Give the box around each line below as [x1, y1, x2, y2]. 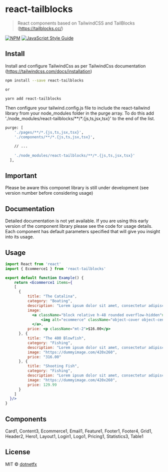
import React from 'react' [5, 261, 61, 266]
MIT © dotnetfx [5, 461, 37, 467]
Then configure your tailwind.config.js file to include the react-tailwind [5, 105, 150, 111]
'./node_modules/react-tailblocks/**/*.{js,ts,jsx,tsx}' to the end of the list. [5, 116, 155, 122]
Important [5, 171, 37, 180]
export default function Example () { [5, 275, 84, 280]
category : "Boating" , [27, 299, 72, 304]
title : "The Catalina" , [27, 294, 77, 299]
